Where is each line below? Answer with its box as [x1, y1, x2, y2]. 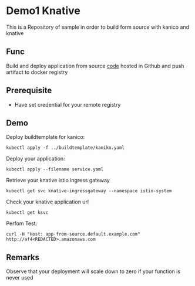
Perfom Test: [6, 220, 37, 227]
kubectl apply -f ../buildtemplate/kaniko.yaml [6, 145, 125, 151]
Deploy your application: [6, 155, 66, 162]
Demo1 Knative [6, 4, 81, 18]
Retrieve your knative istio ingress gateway [6, 177, 110, 184]
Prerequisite [6, 86, 52, 96]
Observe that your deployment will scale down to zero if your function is [6, 268, 181, 275]
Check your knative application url [6, 198, 89, 206]
